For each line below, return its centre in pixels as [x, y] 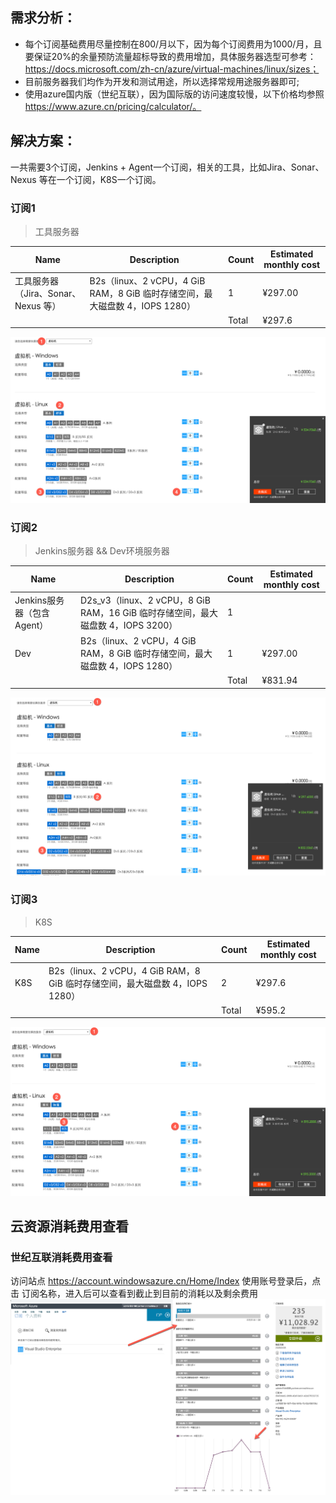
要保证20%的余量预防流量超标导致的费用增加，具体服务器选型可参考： [170, 56]
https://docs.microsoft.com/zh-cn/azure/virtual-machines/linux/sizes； [172, 69]
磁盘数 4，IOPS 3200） [129, 625]
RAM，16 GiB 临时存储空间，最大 [149, 612]
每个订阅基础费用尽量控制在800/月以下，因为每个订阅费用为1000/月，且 [173, 44]
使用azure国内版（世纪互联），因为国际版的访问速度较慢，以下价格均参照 [174, 94]
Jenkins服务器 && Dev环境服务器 [102, 551]
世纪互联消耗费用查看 [61, 1257]
